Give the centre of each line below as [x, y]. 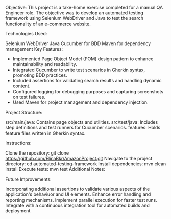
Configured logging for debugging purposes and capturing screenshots [88, 91]
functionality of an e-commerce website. [48, 24]
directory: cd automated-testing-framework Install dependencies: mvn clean [86, 164]
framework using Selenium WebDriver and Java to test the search [75, 18]
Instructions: [18, 143]
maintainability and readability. [45, 64]
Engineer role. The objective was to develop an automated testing [75, 13]
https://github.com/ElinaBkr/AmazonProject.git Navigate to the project [79, 158]
